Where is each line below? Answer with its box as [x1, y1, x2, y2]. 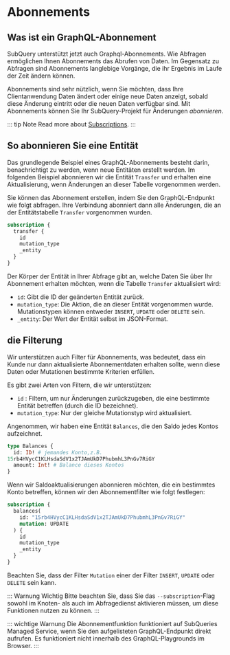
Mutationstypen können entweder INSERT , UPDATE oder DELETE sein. [16, 307, 205, 315]
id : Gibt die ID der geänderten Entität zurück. [16, 293, 145, 301]
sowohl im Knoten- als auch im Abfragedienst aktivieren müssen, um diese [7, 599, 219, 607]
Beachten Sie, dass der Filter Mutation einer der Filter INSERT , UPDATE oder [7, 571, 215, 579]
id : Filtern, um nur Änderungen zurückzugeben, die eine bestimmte [16, 394, 210, 402]
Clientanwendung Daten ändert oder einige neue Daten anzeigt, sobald [7, 92, 208, 100]
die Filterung [7, 335, 63, 346]
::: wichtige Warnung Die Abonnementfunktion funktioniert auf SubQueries [7, 619, 218, 628]
